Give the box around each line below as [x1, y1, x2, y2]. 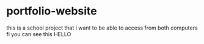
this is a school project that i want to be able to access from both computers [6, 24, 198, 31]
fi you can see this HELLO [6, 30, 71, 37]
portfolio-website [6, 4, 97, 18]
